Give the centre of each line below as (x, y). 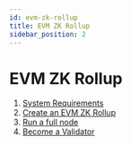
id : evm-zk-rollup (44, 17)
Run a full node (50, 123)
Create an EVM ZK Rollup (69, 113)
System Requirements (63, 103)
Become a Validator (58, 132)
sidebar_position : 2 (48, 34)
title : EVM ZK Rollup (50, 26)
